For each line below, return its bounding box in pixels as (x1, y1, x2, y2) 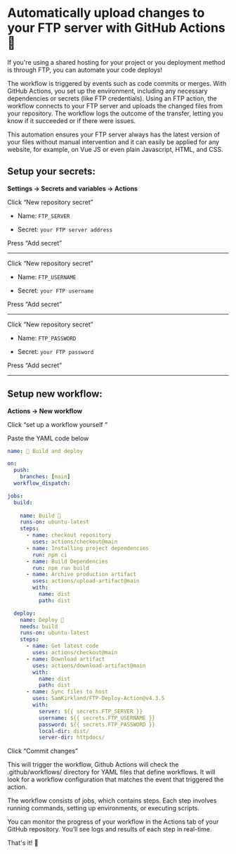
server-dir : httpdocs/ (38, 734, 105, 741)
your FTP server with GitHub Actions (7, 20, 226, 36)
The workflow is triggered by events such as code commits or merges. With (7, 79, 227, 87)
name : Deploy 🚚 (20, 616, 65, 623)
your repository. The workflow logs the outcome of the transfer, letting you (7, 109, 223, 117)
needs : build (20, 623, 58, 630)
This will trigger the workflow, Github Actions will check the (7, 760, 179, 769)
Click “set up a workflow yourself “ (7, 420, 107, 428)
